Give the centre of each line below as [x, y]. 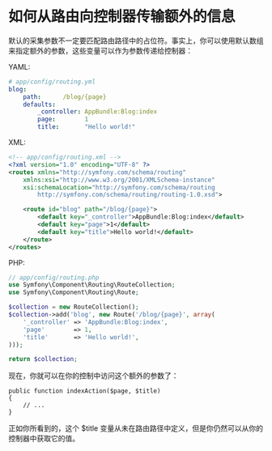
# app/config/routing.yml [52, 82]
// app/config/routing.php [54, 277]
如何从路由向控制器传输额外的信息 [122, 17]
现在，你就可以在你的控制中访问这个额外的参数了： [93, 376]
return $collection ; [43, 360]
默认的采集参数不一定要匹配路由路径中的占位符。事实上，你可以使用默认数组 [136, 40]
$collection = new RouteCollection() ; [74, 307]
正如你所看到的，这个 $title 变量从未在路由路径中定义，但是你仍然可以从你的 [136, 428]
